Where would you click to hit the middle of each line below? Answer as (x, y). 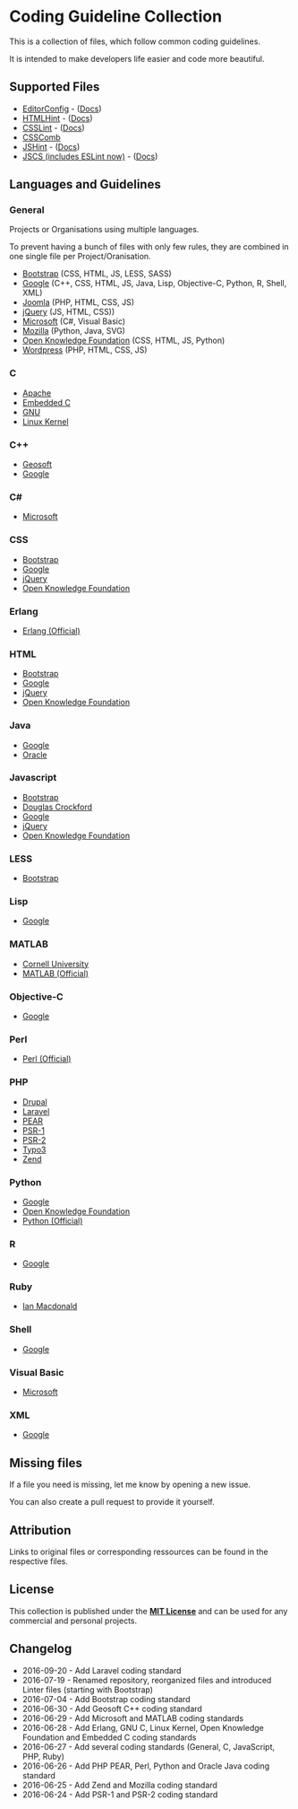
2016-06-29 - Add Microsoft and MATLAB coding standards (133, 1718)
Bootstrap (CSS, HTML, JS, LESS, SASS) (97, 274)
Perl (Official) (47, 1059)
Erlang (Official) (51, 631)
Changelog (41, 1649)
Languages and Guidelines (85, 184)
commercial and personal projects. (73, 1621)
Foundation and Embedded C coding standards (109, 1737)
